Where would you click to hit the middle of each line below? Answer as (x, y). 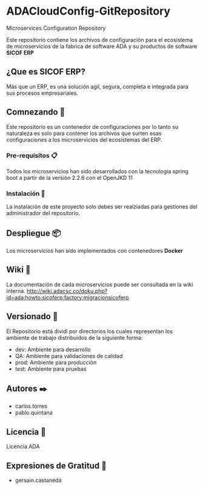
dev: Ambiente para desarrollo (53, 349)
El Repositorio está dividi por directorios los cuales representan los (90, 331)
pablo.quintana (34, 413)
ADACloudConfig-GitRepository (88, 11)
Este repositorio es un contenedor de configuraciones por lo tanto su (92, 126)
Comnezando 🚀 (36, 112)
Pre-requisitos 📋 (32, 156)
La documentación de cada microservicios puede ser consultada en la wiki (100, 285)
